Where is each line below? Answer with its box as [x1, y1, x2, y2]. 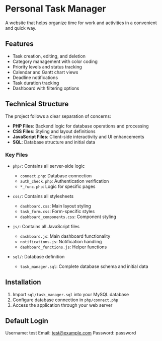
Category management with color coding [12, 58, 98, 64]
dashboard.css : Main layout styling [20, 202, 92, 209]
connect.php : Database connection [20, 172, 92, 179]
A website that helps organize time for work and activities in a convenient [5, 20, 157, 26]
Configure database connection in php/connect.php [12, 297, 118, 303]
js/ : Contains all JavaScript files [12, 223, 79, 229]
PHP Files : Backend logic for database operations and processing [12, 123, 149, 129]
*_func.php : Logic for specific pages [20, 183, 96, 189]
